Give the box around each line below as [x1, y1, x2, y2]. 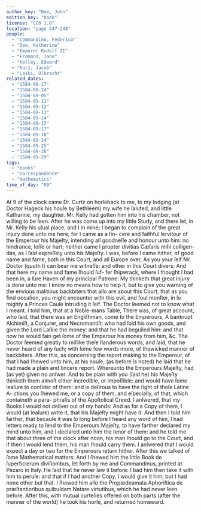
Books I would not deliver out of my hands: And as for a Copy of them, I [6, 402, 182, 410]
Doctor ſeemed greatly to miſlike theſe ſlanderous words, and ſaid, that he [6, 339, 185, 346]
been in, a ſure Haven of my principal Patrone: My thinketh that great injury [6, 274, 190, 282]
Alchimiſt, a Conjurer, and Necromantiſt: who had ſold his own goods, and [6, 319, 186, 327]
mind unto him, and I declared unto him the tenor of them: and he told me [6, 428, 187, 435]
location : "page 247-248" [6, 25, 71, 32]
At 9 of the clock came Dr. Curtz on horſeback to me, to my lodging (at [6, 198, 179, 205]
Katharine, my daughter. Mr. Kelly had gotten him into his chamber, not [6, 211, 180, 218]
